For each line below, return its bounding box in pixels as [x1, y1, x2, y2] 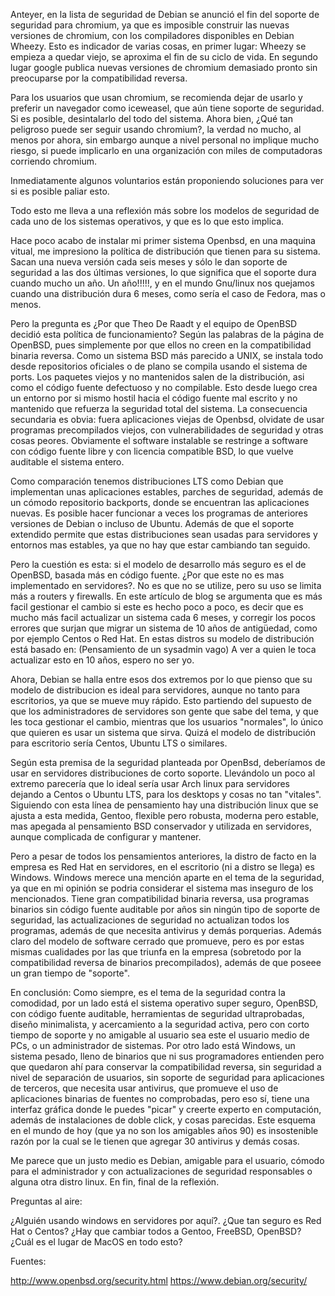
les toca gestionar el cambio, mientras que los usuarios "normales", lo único [10, 716, 324, 728]
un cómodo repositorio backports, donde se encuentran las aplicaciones [10, 497, 310, 508]
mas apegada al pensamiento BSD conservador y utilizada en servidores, [10, 820, 312, 832]
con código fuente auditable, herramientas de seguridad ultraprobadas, [10, 1008, 305, 1019]
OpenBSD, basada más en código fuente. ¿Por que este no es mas [10, 569, 285, 581]
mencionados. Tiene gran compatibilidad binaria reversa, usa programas [10, 893, 310, 904]
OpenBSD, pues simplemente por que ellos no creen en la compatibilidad [10, 339, 312, 351]
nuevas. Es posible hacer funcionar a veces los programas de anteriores [10, 507, 308, 519]
